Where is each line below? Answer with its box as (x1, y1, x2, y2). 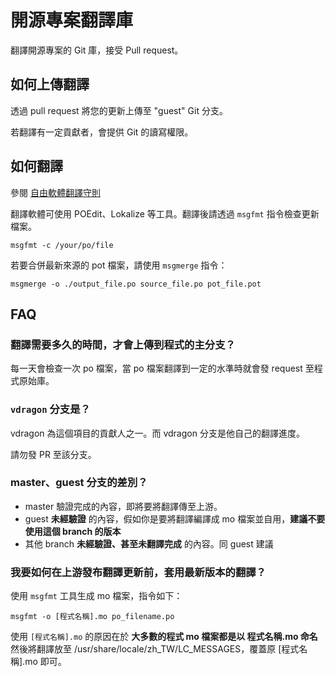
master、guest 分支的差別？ (10, 476, 148, 490)
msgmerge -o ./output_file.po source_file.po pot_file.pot (10, 279, 262, 289)
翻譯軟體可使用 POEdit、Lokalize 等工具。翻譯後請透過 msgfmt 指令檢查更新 (10, 207, 320, 220)
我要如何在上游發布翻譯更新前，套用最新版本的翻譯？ (10, 565, 267, 579)
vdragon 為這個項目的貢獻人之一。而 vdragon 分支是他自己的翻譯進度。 (10, 427, 305, 439)
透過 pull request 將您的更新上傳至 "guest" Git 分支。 (10, 104, 228, 116)
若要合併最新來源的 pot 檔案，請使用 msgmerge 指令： (10, 259, 228, 271)
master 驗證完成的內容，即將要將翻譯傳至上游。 (24, 500, 223, 512)
